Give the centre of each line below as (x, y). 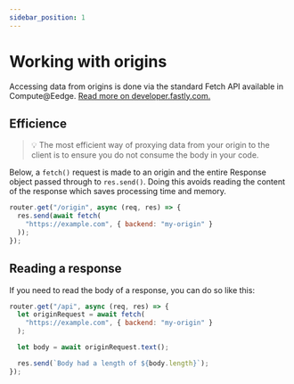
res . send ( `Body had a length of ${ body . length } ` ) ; (113, 363)
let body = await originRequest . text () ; (93, 347)
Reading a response (65, 269)
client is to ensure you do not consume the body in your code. (145, 155)
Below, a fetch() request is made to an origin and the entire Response (138, 172)
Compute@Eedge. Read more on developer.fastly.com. (110, 95)
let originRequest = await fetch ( (81, 315)
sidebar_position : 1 (48, 17)
